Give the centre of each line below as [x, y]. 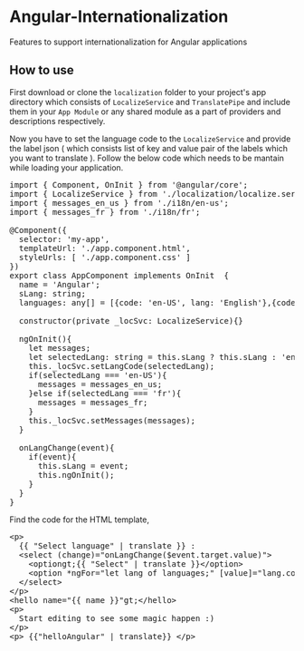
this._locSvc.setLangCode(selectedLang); [122, 366]
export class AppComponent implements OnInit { [119, 275]
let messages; [60, 348]
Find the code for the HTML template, [80, 520]
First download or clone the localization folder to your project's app [138, 92]
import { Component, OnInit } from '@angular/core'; [129, 185]
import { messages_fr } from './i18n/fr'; [105, 212]
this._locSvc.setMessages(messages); [112, 420]
